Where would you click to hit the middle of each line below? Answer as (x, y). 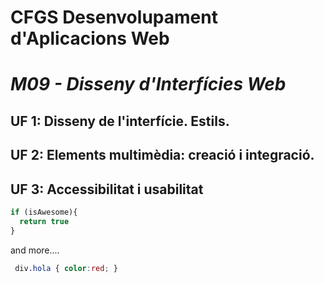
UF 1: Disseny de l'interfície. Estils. (120, 121)
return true (44, 221)
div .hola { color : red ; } (66, 268)
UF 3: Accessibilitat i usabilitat (107, 189)
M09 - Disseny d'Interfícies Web (148, 84)
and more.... (35, 250)
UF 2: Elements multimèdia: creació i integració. (162, 155)
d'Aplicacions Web (90, 38)
